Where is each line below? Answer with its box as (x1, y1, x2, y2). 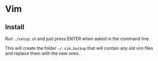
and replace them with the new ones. (5, 50, 80, 56)
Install (5, 23, 25, 31)
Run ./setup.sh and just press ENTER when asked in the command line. (5, 36, 150, 41)
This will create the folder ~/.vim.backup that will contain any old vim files (5, 45, 154, 51)
